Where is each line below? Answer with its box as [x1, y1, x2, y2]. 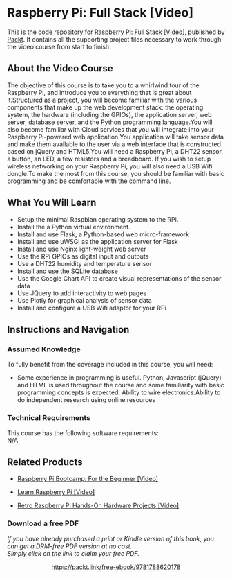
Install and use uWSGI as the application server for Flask [17, 237, 178, 245]
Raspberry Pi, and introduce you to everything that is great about [7, 88, 192, 96]
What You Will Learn [7, 197, 97, 209]
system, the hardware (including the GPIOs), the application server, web [7, 110, 212, 119]
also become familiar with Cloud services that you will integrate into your [7, 125, 214, 133]
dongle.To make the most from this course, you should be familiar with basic [7, 169, 224, 177]
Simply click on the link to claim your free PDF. [7, 549, 140, 557]
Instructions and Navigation [7, 324, 130, 335]
